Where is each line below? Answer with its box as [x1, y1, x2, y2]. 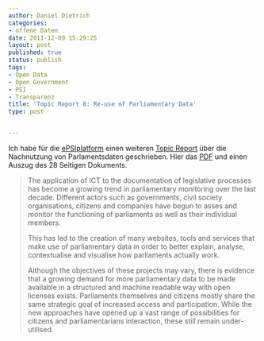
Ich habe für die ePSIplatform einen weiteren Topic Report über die [8, 144, 227, 153]
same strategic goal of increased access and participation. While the [27, 300, 252, 308]
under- [221, 316, 244, 326]
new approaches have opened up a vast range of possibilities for [27, 308, 240, 317]
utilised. [27, 325, 54, 334]
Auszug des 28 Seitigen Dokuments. [8, 161, 128, 169]
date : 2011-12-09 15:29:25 [8, 33, 98, 42]
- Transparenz [8, 93, 55, 101]
